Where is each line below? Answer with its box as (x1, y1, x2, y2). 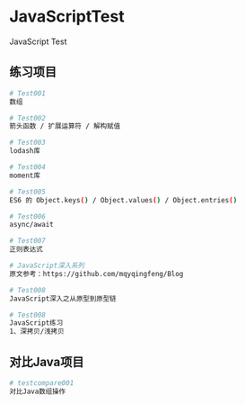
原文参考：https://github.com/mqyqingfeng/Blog (9, 269, 184, 278)
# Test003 (9, 138, 47, 148)
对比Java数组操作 (9, 387, 66, 396)
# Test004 (9, 163, 47, 172)
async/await (9, 220, 54, 229)
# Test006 (9, 211, 47, 221)
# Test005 (9, 187, 47, 196)
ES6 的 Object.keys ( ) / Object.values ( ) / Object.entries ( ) (9, 195, 238, 204)
